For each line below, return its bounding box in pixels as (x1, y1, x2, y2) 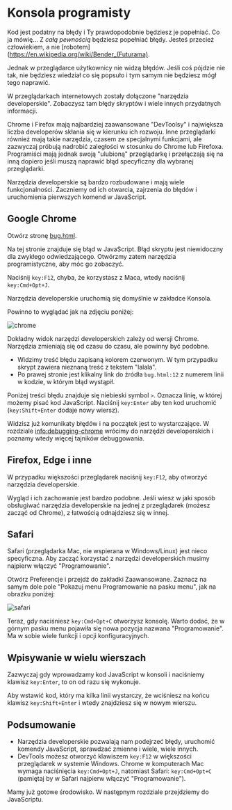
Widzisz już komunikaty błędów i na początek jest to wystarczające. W (7, 419, 210, 427)
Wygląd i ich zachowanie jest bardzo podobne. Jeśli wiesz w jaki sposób (7, 493, 215, 502)
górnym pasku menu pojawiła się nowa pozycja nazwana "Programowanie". (7, 624, 224, 633)
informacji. (7, 106, 38, 115)
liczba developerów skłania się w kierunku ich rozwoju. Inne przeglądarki (7, 127, 216, 136)
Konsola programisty (7, 5, 131, 21)
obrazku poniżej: (7, 590, 56, 598)
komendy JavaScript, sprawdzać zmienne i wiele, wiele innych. (17, 745, 199, 753)
